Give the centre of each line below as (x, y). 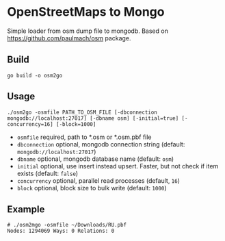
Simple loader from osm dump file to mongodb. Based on (88, 31)
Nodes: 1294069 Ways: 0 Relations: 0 (61, 231)
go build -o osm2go (35, 75)
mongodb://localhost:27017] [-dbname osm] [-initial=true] (93, 118)
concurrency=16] (30, 124)
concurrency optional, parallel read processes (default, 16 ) (98, 180)
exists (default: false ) (48, 173)
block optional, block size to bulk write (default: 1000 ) (92, 188)
